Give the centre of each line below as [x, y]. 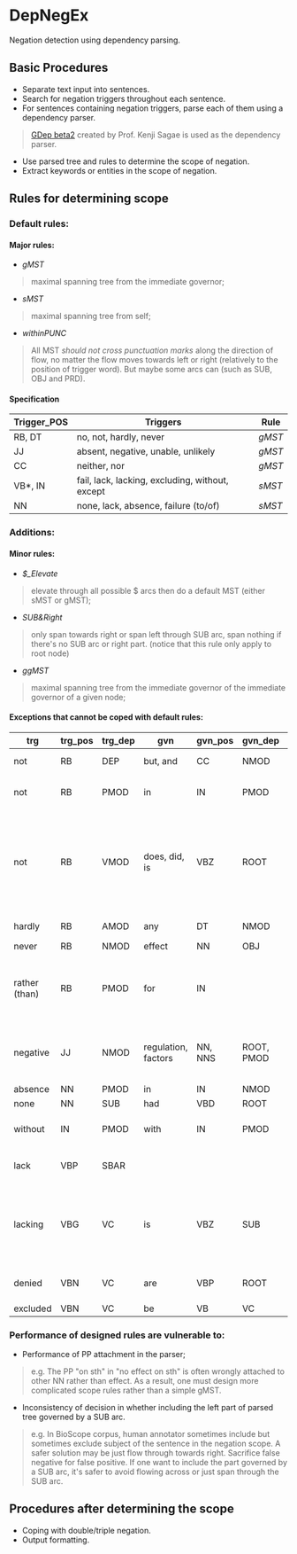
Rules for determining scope [89, 199]
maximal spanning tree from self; [91, 316]
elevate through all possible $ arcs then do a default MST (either [148, 590]
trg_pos [77, 740]
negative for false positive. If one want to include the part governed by [159, 1463]
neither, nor [101, 466]
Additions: [32, 533]
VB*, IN [30, 486]
